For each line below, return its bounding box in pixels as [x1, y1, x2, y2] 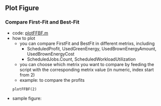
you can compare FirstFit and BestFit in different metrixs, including [19, 40, 155, 46]
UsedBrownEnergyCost [27, 51, 75, 57]
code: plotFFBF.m [12, 30, 48, 36]
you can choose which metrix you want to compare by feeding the [19, 61, 154, 67]
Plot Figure [5, 4, 39, 12]
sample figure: [12, 95, 42, 101]
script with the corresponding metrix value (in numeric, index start [19, 67, 154, 72]
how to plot [12, 35, 35, 41]
